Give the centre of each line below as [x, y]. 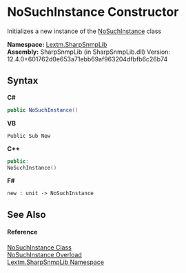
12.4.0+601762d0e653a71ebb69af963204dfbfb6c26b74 [87, 59]
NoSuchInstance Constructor [93, 12]
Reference [22, 232]
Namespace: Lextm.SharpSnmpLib [57, 44]
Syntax [23, 81]
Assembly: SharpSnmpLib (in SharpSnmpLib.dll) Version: [89, 52]
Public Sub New [29, 136]
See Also [27, 214]
